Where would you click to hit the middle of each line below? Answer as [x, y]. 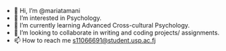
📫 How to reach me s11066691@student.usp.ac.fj [85, 40]
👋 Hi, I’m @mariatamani [47, 11]
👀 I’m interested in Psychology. [58, 18]
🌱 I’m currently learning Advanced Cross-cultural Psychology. [102, 25]
